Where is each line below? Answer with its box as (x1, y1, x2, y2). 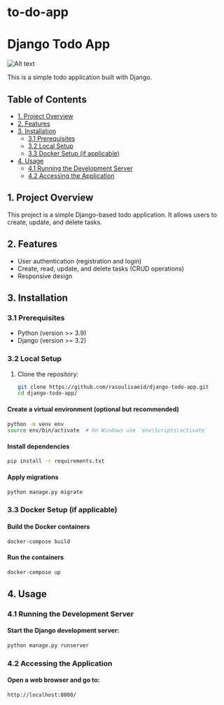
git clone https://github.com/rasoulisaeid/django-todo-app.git (17, 383, 209, 390)
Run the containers (7, 553, 64, 561)
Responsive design (17, 271, 73, 280)
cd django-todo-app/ (17, 390, 78, 397)
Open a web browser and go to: (7, 676, 100, 684)
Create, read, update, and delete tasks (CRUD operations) (17, 264, 184, 273)
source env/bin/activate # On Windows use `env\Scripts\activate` (7, 427, 209, 434)
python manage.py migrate (7, 488, 83, 495)
